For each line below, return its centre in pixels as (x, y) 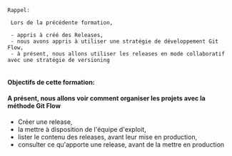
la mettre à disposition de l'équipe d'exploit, (82, 129)
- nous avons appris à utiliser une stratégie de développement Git (115, 41)
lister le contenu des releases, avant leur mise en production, (107, 137)
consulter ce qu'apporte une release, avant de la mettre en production (121, 144)
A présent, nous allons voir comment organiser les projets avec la (106, 98)
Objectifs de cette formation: (51, 82)
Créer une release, (45, 122)
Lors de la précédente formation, (62, 23)
